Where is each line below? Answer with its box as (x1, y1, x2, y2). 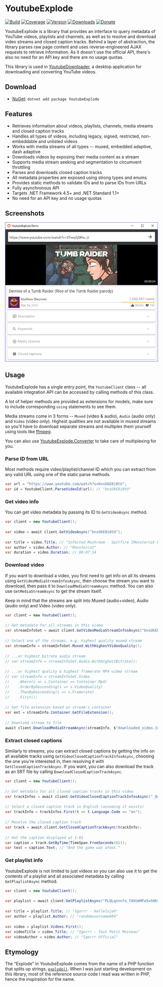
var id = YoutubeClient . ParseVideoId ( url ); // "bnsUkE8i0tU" (5, 487, 131, 492)
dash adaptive (12, 149, 41, 155)
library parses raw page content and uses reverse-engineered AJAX (5, 44, 142, 50)
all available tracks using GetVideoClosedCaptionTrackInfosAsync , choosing (5, 753, 154, 759)
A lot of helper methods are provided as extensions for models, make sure (5, 398, 153, 404)
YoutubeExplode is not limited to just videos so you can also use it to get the (5, 868, 158, 874)
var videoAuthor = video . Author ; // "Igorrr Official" (5, 934, 118, 939)
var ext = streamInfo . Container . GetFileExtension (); (5, 710, 114, 715)
